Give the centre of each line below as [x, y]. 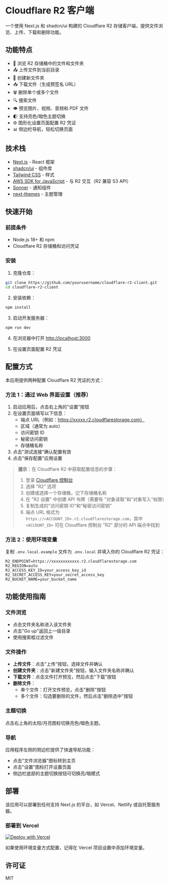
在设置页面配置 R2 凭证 [37, 349]
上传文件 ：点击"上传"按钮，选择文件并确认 [58, 664]
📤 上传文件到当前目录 [36, 69]
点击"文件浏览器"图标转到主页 [44, 761]
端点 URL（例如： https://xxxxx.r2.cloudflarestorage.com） [82, 420]
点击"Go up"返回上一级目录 [42, 631]
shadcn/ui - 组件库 [32, 168]
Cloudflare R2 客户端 [50, 11]
